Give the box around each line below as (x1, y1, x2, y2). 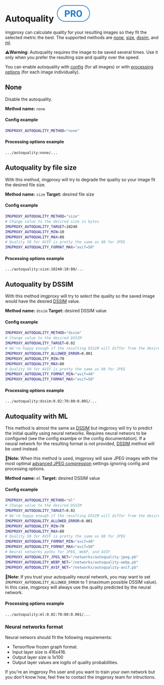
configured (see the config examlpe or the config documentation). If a (5, 436, 146, 442)
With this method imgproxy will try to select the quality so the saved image (5, 293, 155, 299)
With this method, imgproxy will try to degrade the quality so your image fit (5, 177, 156, 182)
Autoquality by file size (5, 164, 77, 172)
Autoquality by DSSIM (5, 280, 74, 288)
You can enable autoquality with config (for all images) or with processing (5, 64, 154, 69)
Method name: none (5, 106, 45, 111)
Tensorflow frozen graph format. (12, 644, 78, 650)
